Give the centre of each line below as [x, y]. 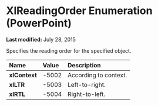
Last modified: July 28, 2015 [41, 39]
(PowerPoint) [39, 23]
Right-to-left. [86, 94]
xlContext [23, 75]
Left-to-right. [86, 84]
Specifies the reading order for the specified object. [69, 50]
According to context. [97, 75]
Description [84, 65]
